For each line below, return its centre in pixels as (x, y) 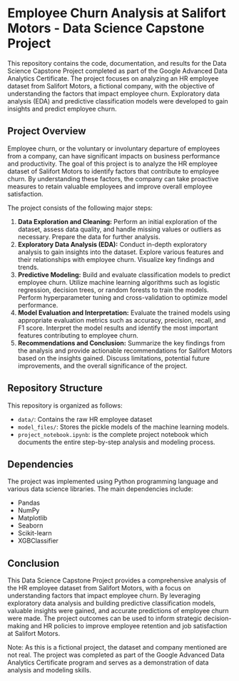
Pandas (29, 503)
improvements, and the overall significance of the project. (102, 365)
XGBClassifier (38, 541)
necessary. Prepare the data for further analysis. (89, 236)
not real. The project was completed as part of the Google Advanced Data (116, 655)
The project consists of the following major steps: (80, 208)
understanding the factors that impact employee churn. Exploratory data (113, 94)
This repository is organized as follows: (65, 405)
